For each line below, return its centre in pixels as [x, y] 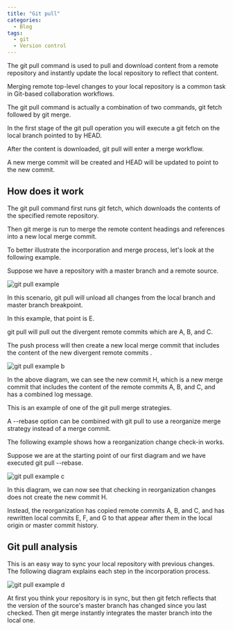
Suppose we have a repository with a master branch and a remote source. [113, 271]
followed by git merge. [39, 114]
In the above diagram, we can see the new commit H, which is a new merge [115, 380]
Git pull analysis [43, 547]
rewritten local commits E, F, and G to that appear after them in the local [110, 518]
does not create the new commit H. [58, 497]
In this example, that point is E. [51, 318]
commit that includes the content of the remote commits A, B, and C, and [111, 386]
